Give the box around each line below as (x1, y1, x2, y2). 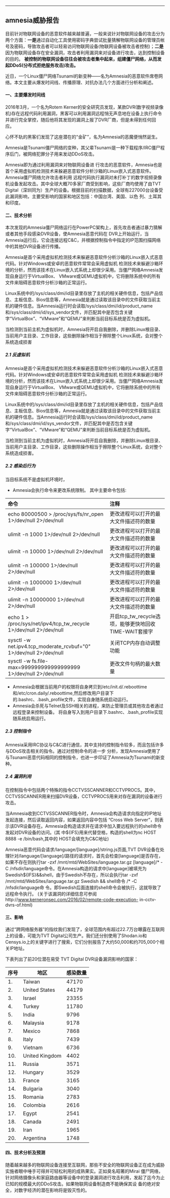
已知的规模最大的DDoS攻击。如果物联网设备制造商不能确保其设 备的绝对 (5, 1181, 156, 1187)
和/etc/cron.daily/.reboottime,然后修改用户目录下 (12, 690, 114, 697)
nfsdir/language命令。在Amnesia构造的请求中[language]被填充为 (11, 866, 147, 872)
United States (23, 986, 56, 993)
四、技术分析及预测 (5, 1149, 46, 1155)
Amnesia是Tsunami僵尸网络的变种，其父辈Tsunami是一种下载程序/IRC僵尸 (5, 145, 160, 151)
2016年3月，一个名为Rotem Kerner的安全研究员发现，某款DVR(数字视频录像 (5, 104, 164, 110)
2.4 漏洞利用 (5, 773, 32, 779)
